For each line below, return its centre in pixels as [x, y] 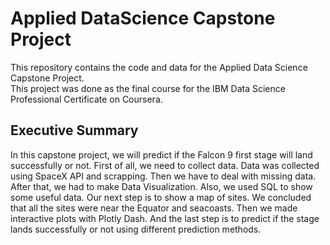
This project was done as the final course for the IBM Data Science [148, 88]
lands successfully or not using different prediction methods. [136, 229]
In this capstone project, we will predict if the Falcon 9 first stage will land [161, 154]
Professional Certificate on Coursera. [86, 99]
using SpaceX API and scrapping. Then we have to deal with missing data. [163, 176]
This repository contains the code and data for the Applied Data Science [159, 67]
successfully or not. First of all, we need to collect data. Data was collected [165, 165]
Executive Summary [74, 130]
